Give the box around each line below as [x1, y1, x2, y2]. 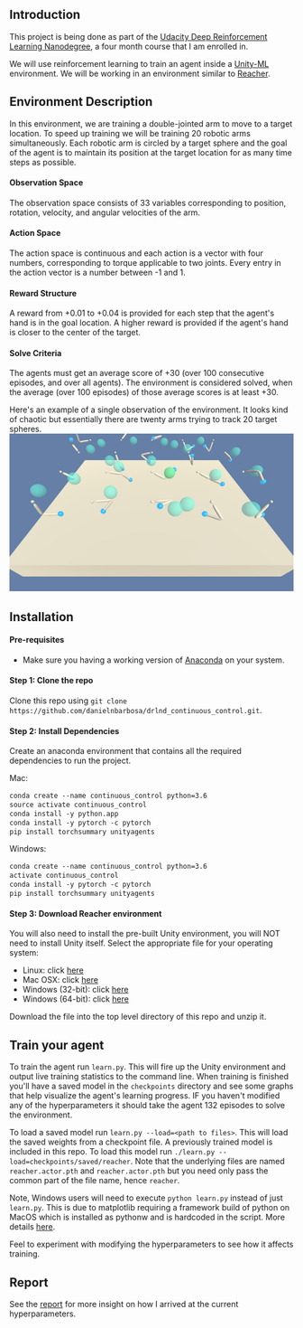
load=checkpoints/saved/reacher [9, 1157, 131, 1167]
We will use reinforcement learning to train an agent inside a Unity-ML [9, 58, 270, 69]
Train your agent [9, 1037, 105, 1052]
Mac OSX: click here [22, 975, 99, 985]
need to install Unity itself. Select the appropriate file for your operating [9, 937, 273, 948]
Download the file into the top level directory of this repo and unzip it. [9, 1012, 267, 1022]
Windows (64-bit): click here [22, 994, 129, 1004]
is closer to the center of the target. [9, 327, 142, 338]
